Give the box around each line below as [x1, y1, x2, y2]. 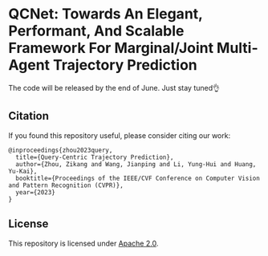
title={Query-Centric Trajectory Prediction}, [15, 153, 174, 161]
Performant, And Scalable [8, 22, 185, 40]
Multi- [216, 39, 258, 57]
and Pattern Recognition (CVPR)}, [8, 181, 124, 189]
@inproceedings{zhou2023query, [8, 146, 113, 154]
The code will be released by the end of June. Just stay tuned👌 [8, 83, 221, 92]
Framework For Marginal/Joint [8, 39, 214, 57]
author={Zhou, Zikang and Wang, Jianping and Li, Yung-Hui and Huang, [15, 160, 257, 169]
